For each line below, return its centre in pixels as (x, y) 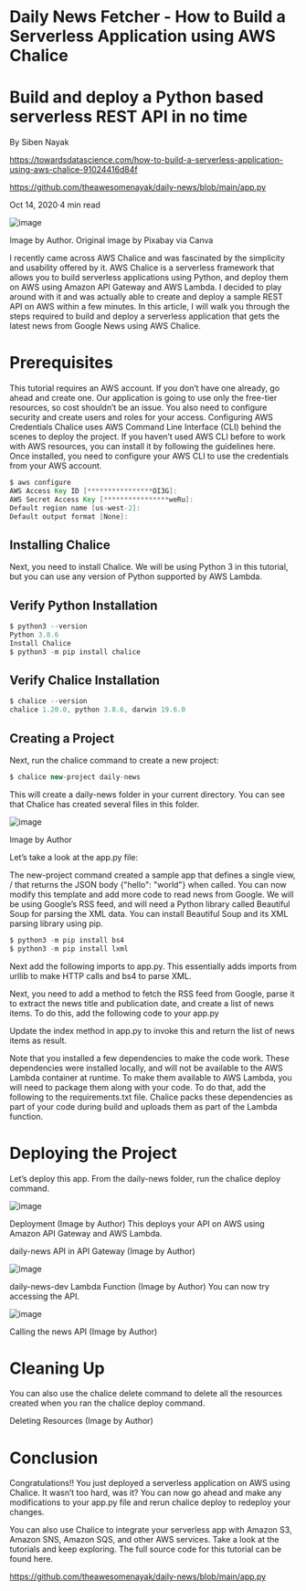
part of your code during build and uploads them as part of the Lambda (143, 1106)
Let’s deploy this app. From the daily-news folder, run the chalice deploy (145, 1178)
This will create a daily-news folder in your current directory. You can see (148, 794)
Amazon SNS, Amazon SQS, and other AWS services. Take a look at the (144, 1540)
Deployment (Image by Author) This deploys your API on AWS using (137, 1223)
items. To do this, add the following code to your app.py (114, 1013)
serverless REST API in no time (129, 117)
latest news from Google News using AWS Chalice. (105, 326)
